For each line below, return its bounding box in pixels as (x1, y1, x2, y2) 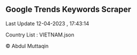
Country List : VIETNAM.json (5, 31, 74, 38)
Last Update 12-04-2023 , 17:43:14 (5, 20, 90, 27)
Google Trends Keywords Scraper (5, 5, 131, 14)
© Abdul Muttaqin (5, 42, 49, 49)
